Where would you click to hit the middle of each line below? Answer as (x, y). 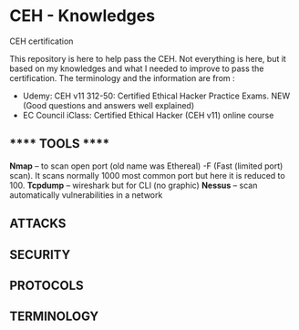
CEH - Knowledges (82, 16)
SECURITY (40, 255)
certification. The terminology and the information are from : (122, 77)
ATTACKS (38, 224)
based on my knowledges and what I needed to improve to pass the (137, 68)
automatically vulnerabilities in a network (86, 195)
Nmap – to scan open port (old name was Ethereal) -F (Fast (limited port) (146, 166)
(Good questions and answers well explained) (108, 105)
